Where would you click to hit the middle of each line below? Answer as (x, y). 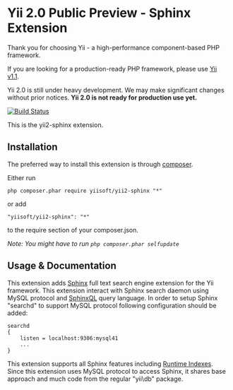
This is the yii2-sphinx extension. (55, 124)
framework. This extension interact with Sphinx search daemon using (108, 290)
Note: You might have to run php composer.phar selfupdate (93, 243)
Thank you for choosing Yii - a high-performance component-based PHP (114, 47)
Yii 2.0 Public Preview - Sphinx (99, 13)
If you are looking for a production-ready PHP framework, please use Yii (112, 69)
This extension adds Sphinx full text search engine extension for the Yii (110, 283)
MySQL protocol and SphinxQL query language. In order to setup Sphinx (113, 297)
